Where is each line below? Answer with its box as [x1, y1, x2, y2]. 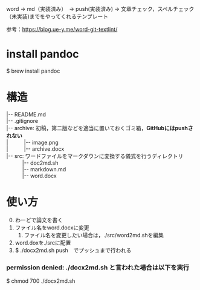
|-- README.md [6, 111, 47, 118]
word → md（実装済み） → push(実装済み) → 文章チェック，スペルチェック [6, 5, 195, 12]
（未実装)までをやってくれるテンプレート [6, 13, 109, 20]
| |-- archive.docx [6, 145, 65, 153]
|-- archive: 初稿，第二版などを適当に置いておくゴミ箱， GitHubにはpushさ [6, 124, 193, 131]
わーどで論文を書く [15, 216, 63, 223]
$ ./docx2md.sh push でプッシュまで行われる [15, 246, 132, 254]
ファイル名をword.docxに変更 [15, 223, 89, 231]
